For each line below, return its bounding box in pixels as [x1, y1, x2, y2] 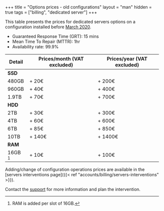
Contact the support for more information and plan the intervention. [5, 187, 141, 192]
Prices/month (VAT [38, 56, 84, 62]
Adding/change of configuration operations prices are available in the [5, 167, 145, 172]
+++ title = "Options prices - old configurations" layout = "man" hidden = [5, 4, 152, 10]
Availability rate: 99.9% [12, 44, 59, 49]
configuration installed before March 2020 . [5, 24, 92, 30]
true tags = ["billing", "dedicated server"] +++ [5, 9, 98, 15]
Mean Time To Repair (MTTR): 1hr [12, 39, 81, 44]
